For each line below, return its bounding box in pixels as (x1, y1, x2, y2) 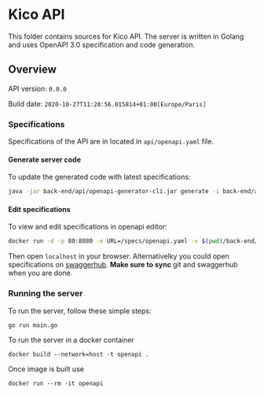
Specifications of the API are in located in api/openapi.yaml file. (8, 136, 214, 147)
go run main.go (8, 321, 58, 329)
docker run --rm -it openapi (8, 379, 104, 387)
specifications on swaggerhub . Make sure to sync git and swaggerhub (8, 260, 238, 270)
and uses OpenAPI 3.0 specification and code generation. (8, 39, 195, 49)
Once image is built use (8, 364, 85, 374)
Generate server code (8, 155, 81, 164)
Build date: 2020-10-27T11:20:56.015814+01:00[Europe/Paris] (8, 99, 207, 108)
